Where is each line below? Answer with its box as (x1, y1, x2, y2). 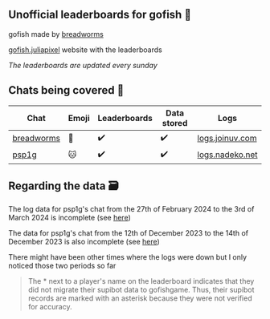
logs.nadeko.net (197, 149, 258, 160)
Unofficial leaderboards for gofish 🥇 (8, 8, 191, 22)
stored (162, 117, 188, 128)
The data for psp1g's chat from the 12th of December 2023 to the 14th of (8, 228, 249, 238)
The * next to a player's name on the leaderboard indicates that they (27, 277, 255, 286)
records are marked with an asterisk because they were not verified (27, 293, 252, 303)
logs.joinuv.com (197, 133, 257, 144)
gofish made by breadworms (8, 29, 104, 38)
